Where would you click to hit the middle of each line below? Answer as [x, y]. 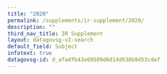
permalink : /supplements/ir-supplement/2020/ [76, 20]
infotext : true [30, 54]
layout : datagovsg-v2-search [50, 40]
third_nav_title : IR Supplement [55, 33]
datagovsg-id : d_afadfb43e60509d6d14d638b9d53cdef [84, 60]
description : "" [31, 27]
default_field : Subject [43, 47]
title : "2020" [28, 14]
